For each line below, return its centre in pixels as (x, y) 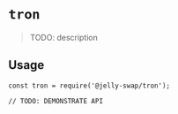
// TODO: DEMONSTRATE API (56, 101)
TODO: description (64, 37)
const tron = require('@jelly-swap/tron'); (89, 86)
